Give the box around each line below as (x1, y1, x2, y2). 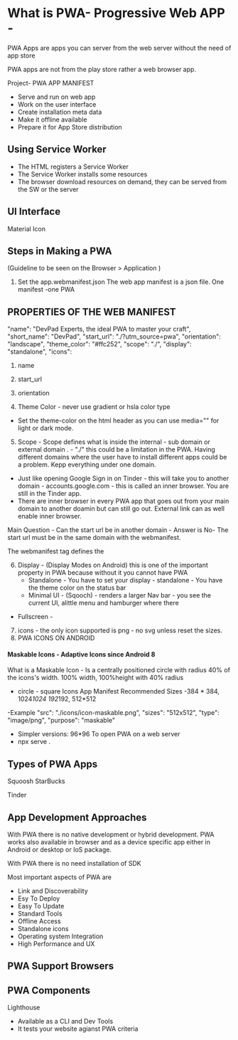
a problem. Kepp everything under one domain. (17, 460, 156, 469)
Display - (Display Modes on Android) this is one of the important (17, 561, 208, 570)
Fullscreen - (17, 612, 53, 621)
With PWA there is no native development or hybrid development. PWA (7, 830, 215, 839)
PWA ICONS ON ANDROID (17, 634, 95, 642)
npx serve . (17, 738, 51, 746)
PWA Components (7, 984, 91, 997)
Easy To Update (17, 902, 65, 911)
